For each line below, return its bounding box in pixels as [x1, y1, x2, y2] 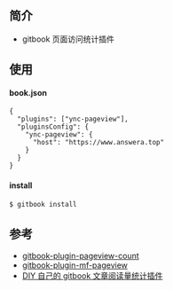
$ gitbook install [9, 200, 77, 208]
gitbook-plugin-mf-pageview [21, 260, 129, 270]
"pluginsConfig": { [17, 122, 90, 131]
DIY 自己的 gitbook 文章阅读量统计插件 [21, 270, 163, 281]
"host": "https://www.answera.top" [32, 138, 165, 147]
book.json [9, 87, 47, 98]
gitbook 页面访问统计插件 [21, 34, 115, 44]
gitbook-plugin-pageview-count [21, 251, 139, 262]
